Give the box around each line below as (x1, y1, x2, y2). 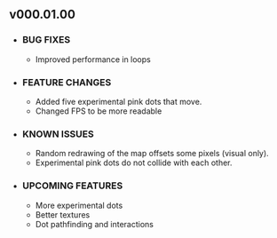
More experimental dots (35, 200, 123, 210)
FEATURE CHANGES (21, 75, 112, 88)
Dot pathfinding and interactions (35, 218, 154, 229)
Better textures (35, 209, 91, 220)
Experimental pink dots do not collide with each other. (35, 157, 233, 168)
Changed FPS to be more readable (35, 106, 162, 116)
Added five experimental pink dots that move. (35, 96, 202, 107)
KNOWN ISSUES (21, 128, 95, 140)
